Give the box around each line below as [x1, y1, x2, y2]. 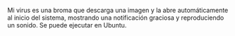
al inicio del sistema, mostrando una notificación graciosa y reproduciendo [7, 13, 224, 22]
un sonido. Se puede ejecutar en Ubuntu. [7, 21, 127, 29]
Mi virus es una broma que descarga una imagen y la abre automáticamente [7, 6, 229, 14]
